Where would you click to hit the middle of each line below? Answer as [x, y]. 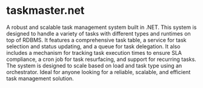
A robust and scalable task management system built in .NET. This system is [101, 27]
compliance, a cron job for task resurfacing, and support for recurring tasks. [101, 59]
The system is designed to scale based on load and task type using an [94, 65]
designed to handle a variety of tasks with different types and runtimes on [98, 33]
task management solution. [40, 78]
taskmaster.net [45, 11]
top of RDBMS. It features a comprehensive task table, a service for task [96, 40]
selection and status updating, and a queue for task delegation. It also [93, 46]
